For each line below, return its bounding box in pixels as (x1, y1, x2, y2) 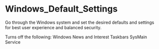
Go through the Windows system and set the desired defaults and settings (5, 19, 155, 25)
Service (5, 39, 21, 45)
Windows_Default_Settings (5, 3, 118, 15)
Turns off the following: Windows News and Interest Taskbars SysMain (5, 34, 147, 40)
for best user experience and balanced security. (5, 24, 101, 30)
